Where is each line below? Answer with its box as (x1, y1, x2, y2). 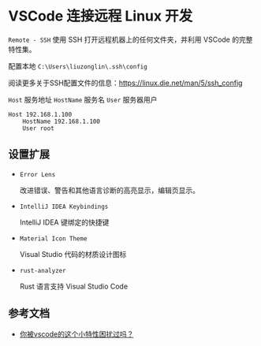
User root (22, 124, 55, 132)
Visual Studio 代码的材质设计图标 (19, 249, 127, 259)
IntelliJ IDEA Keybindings (19, 203, 109, 210)
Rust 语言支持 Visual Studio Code (19, 281, 129, 291)
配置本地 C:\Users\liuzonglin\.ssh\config (8, 61, 147, 71)
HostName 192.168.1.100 (22, 117, 101, 125)
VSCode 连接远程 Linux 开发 (8, 7, 193, 25)
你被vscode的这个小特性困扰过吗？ (19, 329, 134, 339)
